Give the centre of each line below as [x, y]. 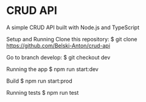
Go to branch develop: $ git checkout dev [58, 57]
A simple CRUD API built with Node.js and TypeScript [73, 27]
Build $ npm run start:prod [40, 81]
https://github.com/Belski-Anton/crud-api [58, 46]
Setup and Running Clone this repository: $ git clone [72, 39]
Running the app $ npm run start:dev [52, 69]
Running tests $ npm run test [43, 92]
